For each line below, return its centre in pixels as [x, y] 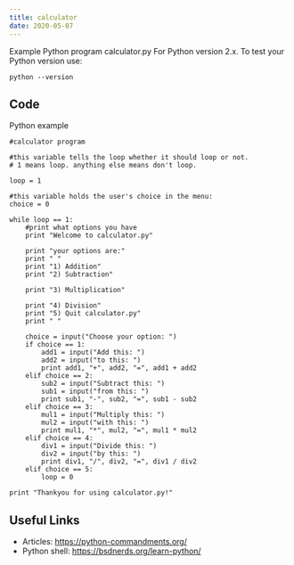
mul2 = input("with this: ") [95, 423]
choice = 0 [29, 205]
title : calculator [43, 17]
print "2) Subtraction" [69, 274]
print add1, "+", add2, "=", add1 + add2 [119, 368]
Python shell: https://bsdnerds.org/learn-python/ [112, 551]
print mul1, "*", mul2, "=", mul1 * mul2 [119, 430]
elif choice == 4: [59, 438]
